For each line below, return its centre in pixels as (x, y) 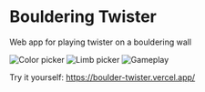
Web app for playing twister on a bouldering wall (101, 42)
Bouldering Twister (83, 17)
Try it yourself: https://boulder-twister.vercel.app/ (102, 77)
